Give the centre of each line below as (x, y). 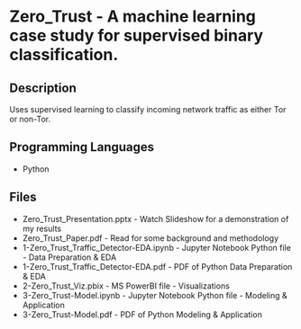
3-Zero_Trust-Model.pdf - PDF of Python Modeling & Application (142, 314)
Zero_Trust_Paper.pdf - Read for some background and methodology (150, 238)
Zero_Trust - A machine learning (133, 17)
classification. (64, 55)
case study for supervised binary (137, 36)
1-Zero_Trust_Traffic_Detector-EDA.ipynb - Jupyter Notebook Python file (156, 247)
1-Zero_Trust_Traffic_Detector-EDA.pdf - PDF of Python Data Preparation (157, 266)
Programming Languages (82, 147)
